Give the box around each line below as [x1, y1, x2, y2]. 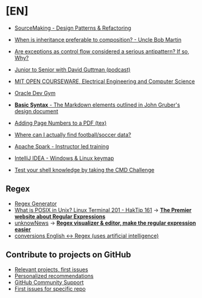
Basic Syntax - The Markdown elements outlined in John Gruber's [14, 101, 180, 108]
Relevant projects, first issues [14, 265, 88, 273]
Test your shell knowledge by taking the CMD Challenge [14, 166, 155, 173]
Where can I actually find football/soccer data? [14, 131, 131, 138]
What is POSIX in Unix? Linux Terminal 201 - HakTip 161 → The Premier [14, 206, 192, 213]
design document [14, 107, 59, 114]
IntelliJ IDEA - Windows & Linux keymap [14, 154, 114, 162]
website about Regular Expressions [14, 213, 106, 220]
